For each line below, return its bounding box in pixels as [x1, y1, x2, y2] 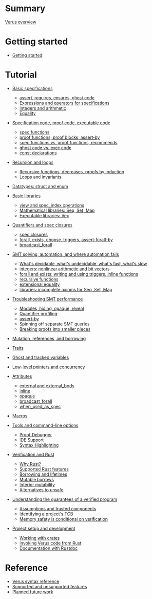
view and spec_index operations [19, 202, 84, 208]
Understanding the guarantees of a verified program [12, 496, 117, 502]
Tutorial [5, 69, 38, 80]
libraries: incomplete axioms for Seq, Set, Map [19, 286, 113, 292]
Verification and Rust [12, 451, 55, 457]
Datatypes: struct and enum [12, 183, 68, 189]
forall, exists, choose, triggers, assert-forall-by [19, 237, 113, 243]
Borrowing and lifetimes [19, 471, 67, 477]
